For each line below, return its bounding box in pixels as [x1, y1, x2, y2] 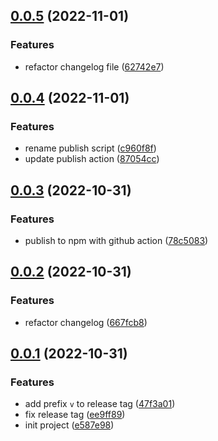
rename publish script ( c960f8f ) [24, 142, 157, 154]
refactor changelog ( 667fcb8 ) [24, 316, 148, 328]
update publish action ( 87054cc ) [24, 153, 160, 165]
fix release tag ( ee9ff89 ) [24, 409, 126, 421]
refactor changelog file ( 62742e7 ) [24, 60, 165, 73]
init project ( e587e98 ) [24, 419, 115, 431]
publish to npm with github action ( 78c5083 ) [24, 235, 209, 247]
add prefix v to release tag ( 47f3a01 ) [24, 398, 176, 410]
